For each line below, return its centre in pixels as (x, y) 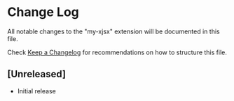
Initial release (36, 91)
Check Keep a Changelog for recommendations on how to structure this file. (117, 52)
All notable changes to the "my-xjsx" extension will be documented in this (113, 31)
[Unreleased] (37, 74)
